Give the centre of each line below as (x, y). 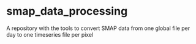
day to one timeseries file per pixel (50, 34)
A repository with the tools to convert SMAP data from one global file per (98, 28)
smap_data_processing (67, 11)
